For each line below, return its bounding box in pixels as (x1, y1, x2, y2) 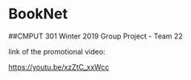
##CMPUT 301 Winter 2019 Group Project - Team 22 (8, 31, 183, 41)
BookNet (8, 5, 69, 23)
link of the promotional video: (8, 46, 106, 56)
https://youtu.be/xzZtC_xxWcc (8, 62, 110, 72)
